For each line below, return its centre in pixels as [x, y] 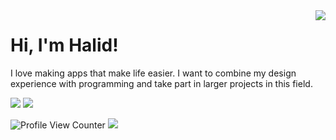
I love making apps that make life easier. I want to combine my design [153, 73]
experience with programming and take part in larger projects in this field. [161, 83]
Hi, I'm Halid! [64, 45]
